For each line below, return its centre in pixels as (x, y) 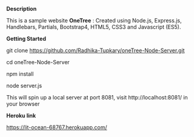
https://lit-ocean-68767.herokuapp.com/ (57, 127)
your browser (23, 104)
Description (22, 9)
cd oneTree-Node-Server (38, 62)
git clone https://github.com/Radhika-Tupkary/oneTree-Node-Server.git (95, 50)
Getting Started (26, 38)
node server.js (24, 85)
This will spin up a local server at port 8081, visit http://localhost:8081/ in (97, 97)
